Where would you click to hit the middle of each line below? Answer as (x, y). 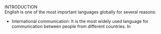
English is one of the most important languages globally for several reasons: (80, 12)
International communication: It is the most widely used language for (80, 21)
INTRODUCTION (21, 7)
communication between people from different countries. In (71, 26)
